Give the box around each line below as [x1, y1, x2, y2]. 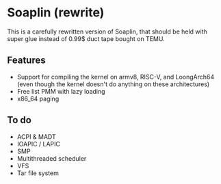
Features [7, 55, 46, 66]
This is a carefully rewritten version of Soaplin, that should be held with [7, 27, 207, 36]
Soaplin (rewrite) [7, 5, 105, 21]
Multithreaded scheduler [16, 154, 87, 162]
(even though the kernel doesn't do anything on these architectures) [16, 80, 210, 88]
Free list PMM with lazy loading [16, 87, 105, 95]
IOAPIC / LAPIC [16, 140, 60, 148]
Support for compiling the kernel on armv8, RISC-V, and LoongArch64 [16, 73, 215, 81]
